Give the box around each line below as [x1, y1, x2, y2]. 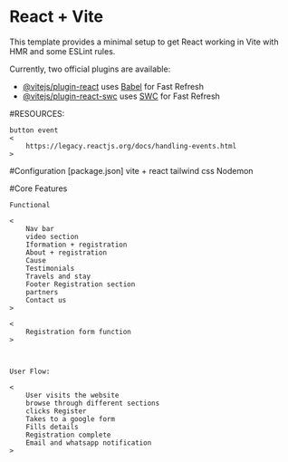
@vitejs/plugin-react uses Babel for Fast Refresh [22, 81, 205, 91]
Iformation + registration [25, 240, 128, 249]
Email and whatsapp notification [25, 438, 152, 448]
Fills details [25, 422, 79, 431]
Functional [9, 200, 51, 209]
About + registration [25, 247, 107, 257]
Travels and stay [25, 272, 91, 281]
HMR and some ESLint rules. [9, 45, 116, 56]
